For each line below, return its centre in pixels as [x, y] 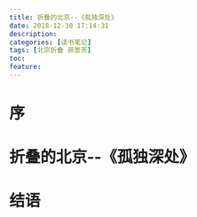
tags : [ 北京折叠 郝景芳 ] [50, 50]
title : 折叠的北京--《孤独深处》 [63, 17]
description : [33, 34]
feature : [25, 67]
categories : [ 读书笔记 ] [50, 42]
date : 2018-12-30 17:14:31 [59, 26]
